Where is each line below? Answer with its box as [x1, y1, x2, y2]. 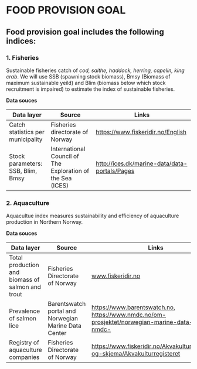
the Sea [50, 174, 72, 182]
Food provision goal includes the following [6, 27, 164, 37]
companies [9, 353, 40, 361]
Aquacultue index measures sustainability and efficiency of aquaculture [6, 212, 179, 220]
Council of [50, 152, 79, 160]
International [50, 145, 86, 153]
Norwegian [47, 315, 78, 323]
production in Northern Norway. [6, 218, 83, 225]
